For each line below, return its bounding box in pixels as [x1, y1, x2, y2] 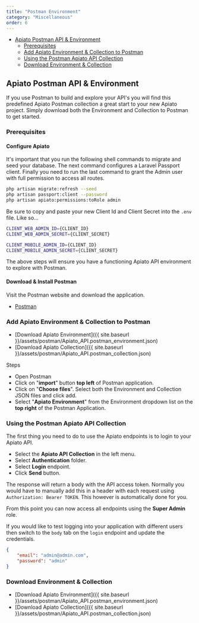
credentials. [6, 535, 35, 543]
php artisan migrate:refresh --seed [6, 186, 97, 192]
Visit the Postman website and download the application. [6, 291, 145, 298]
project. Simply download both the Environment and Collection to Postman [6, 107, 188, 114]
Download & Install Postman [6, 278, 77, 285]
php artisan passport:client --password [6, 192, 108, 198]
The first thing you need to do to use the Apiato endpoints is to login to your [6, 433, 192, 440]
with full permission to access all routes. [6, 174, 105, 182]
